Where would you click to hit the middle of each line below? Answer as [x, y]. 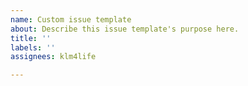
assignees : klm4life [53, 57]
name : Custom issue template [71, 19]
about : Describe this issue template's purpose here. [125, 29]
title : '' [31, 38]
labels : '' [33, 47]
